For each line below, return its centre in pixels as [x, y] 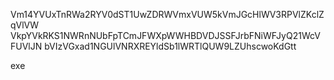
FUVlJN [26, 46]
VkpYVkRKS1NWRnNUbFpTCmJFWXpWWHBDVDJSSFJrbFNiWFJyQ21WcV [165, 35]
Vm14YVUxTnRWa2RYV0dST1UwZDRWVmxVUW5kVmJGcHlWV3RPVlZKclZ [167, 14]
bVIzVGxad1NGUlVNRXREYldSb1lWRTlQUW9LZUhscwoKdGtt [170, 46]
